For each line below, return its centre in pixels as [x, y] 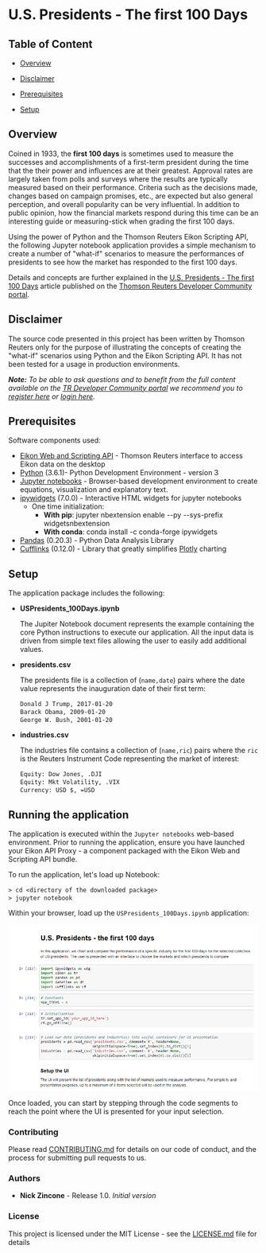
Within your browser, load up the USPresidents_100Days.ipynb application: [129, 913]
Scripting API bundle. [43, 859]
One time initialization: [68, 506]
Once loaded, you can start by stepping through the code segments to [123, 1103]
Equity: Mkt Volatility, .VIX [70, 783]
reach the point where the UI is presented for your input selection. [116, 1111]
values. [31, 650]
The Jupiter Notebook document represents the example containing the [137, 624]
